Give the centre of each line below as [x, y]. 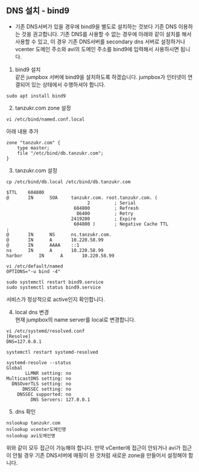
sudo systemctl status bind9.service [54, 287]
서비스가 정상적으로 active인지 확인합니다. [56, 299]
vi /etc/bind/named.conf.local [46, 119]
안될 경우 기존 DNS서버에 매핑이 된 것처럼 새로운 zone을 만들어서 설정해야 [99, 455]
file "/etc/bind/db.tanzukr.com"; [60, 153]
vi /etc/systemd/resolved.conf [46, 331]
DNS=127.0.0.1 [24, 341]
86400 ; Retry [105, 213]
